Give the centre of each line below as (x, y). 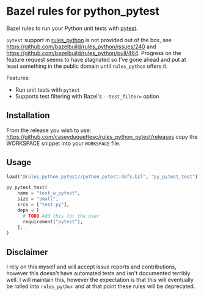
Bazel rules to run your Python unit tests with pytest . (72, 28)
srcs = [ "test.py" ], (43, 205)
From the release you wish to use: (49, 130)
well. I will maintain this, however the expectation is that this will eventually (100, 280)
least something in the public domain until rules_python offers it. (87, 66)
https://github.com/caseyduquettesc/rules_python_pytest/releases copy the (102, 136)
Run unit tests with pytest (48, 89)
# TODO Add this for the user (61, 216)
